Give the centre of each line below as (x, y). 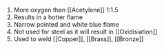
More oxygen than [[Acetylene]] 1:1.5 (66, 10)
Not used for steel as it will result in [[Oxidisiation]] (85, 32)
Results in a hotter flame (48, 17)
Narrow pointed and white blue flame (66, 24)
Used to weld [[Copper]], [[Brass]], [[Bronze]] (79, 39)
